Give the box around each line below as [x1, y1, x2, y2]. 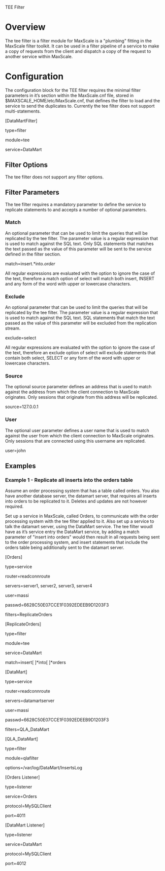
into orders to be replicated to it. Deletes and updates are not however [5, 498, 148, 504]
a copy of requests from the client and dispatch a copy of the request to [5, 48, 151, 54]
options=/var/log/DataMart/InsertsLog [5, 765, 83, 771]
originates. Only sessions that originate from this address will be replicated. [5, 394, 158, 400]
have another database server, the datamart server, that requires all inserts [5, 493, 157, 499]
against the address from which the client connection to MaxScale [5, 389, 139, 395]
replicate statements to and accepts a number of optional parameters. [5, 207, 147, 212]
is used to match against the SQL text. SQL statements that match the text [5, 315, 155, 321]
